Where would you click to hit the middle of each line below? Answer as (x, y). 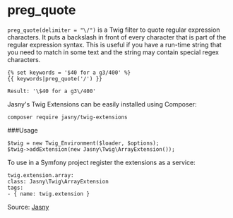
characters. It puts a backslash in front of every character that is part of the (117, 37)
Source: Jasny (28, 207)
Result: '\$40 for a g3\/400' (52, 91)
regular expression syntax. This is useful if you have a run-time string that (115, 44)
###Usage (23, 130)
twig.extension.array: (41, 175)
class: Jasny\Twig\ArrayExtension (58, 181)
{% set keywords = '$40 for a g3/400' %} (69, 73)
